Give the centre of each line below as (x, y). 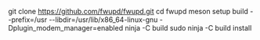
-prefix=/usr (28, 20)
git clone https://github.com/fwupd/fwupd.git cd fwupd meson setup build (128, 11)
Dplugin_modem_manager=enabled (66, 28)
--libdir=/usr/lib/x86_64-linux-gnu (103, 20)
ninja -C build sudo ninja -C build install (188, 28)
